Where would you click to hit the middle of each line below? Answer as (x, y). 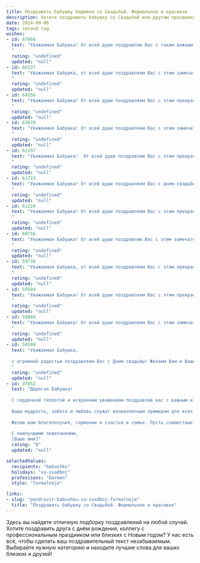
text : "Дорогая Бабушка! (42, 389)
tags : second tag (28, 28)
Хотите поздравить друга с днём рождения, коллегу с (75, 528)
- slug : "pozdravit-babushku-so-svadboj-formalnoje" (73, 500)
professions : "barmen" (40, 478)
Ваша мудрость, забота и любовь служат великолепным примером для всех (102, 411)
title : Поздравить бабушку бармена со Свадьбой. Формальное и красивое (97, 12)
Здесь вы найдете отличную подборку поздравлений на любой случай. (97, 522)
